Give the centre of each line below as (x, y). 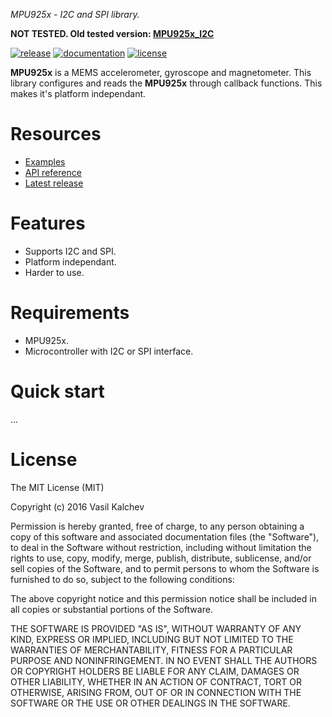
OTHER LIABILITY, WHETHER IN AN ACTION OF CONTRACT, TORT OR (156, 681)
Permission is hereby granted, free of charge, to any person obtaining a (157, 526)
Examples (45, 161)
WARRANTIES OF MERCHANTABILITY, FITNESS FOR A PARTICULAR (151, 650)
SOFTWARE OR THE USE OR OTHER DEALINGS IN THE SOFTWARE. (150, 703)
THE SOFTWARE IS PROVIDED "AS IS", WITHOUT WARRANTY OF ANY (156, 628)
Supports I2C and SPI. (70, 251)
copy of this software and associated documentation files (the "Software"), (165, 536)
